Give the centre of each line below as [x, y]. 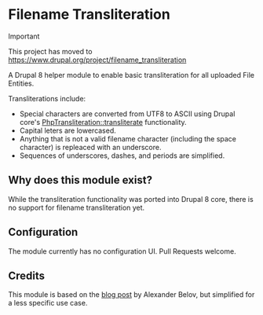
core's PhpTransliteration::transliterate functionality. [103, 122]
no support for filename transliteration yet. [77, 207]
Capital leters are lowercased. [68, 130]
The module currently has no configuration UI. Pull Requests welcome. [122, 251]
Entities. [21, 83]
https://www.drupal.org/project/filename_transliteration [97, 60]
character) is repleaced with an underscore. [90, 147]
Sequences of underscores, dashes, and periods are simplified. [122, 156]
